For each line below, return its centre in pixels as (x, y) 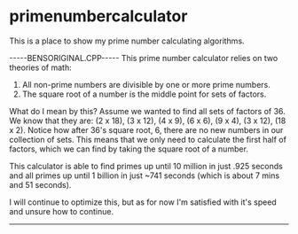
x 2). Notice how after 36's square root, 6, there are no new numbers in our (146, 129)
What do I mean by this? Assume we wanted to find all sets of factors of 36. (147, 111)
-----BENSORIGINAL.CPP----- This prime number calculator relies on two (144, 58)
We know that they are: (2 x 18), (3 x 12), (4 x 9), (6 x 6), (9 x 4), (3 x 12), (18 (148, 121)
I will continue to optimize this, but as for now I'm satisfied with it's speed (143, 202)
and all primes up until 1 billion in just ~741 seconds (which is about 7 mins (145, 175)
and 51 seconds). (40, 184)
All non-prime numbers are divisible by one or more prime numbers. (146, 84)
